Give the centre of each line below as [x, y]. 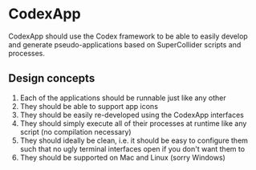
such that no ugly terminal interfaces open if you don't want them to [132, 148]
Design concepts [52, 78]
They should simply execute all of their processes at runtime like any [133, 123]
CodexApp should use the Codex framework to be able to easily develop [128, 36]
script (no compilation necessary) [75, 132]
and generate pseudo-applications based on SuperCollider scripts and [125, 44]
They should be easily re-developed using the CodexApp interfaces [132, 115]
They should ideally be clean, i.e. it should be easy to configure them [134, 140]
